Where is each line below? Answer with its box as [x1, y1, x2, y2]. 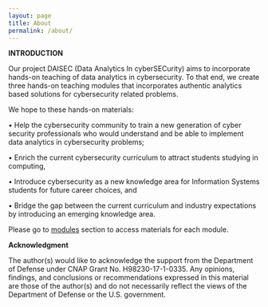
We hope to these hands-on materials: [8, 105, 134, 114]
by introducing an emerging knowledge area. [8, 209, 156, 219]
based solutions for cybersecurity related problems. [8, 90, 179, 99]
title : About [8, 19, 52, 27]
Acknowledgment [8, 241, 69, 250]
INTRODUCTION [8, 49, 64, 58]
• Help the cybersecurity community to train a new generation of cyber [8, 121, 242, 130]
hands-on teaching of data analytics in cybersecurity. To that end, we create [8, 73, 260, 82]
